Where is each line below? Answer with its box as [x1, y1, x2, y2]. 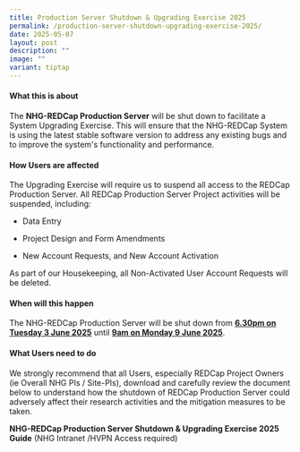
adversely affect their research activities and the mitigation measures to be [9, 396, 286, 407]
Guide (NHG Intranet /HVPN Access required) [9, 432, 178, 443]
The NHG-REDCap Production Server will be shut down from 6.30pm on [9, 318, 277, 328]
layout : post [9, 38, 58, 47]
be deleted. [9, 277, 52, 288]
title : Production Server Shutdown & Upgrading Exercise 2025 [9, 13, 246, 22]
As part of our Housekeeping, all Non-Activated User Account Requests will [9, 268, 288, 278]
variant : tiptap [9, 64, 70, 72]
